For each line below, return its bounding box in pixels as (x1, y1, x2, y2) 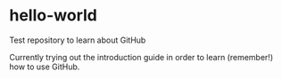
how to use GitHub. (9, 61, 80, 72)
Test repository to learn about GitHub (9, 35, 146, 45)
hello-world (9, 5, 98, 26)
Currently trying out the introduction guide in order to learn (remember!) (9, 51, 274, 62)
